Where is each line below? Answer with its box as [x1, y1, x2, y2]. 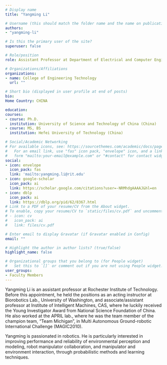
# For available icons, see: [5, 144, 66, 149]
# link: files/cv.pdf [5, 222, 55, 228]
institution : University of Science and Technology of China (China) [9, 121, 157, 126]
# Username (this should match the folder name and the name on [5, 21, 141, 26]
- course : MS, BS [5, 126, 41, 131]
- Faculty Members [5, 273, 43, 277]
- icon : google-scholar [5, 177, 55, 182]
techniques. [5, 354, 29, 360]
